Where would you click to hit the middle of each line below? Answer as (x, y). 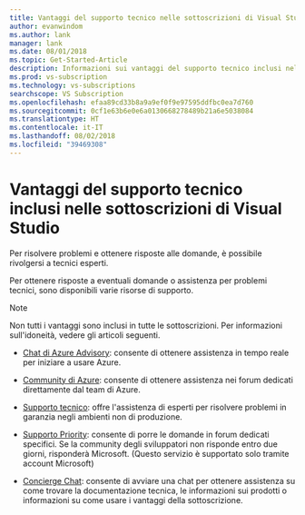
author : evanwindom (46, 26)
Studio (35, 228)
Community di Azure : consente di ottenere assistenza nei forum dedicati (157, 380)
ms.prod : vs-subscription (58, 77)
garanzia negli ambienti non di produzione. (103, 416)
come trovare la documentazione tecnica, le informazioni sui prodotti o (155, 490)
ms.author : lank (40, 35)
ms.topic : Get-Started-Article (69, 60)
